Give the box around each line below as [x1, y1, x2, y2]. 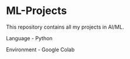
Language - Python [6, 34, 53, 41]
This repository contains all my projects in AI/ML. [6, 23, 124, 30]
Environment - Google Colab [6, 46, 75, 53]
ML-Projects [6, 4, 67, 18]
